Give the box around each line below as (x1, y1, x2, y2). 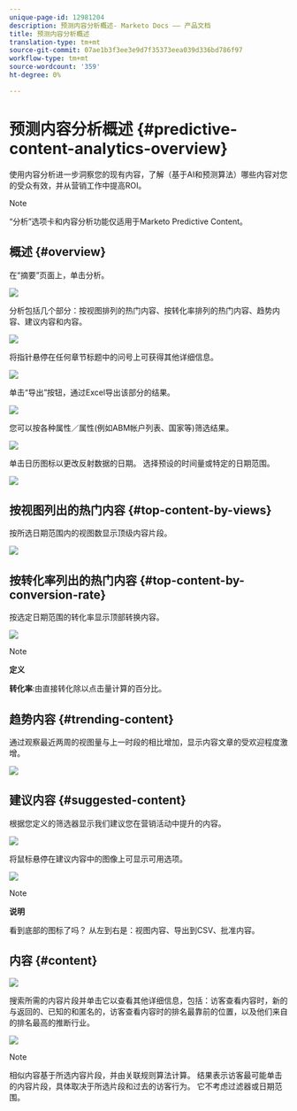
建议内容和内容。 (24, 316, 87, 327)
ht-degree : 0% (9, 71, 62, 80)
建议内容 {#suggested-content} (9, 793, 187, 808)
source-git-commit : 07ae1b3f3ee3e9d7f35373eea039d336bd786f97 (9, 46, 243, 55)
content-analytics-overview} (9, 138, 228, 158)
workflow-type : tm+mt (9, 54, 89, 63)
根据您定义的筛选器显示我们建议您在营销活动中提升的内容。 (9, 818, 226, 829)
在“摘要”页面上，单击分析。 (9, 269, 110, 280)
